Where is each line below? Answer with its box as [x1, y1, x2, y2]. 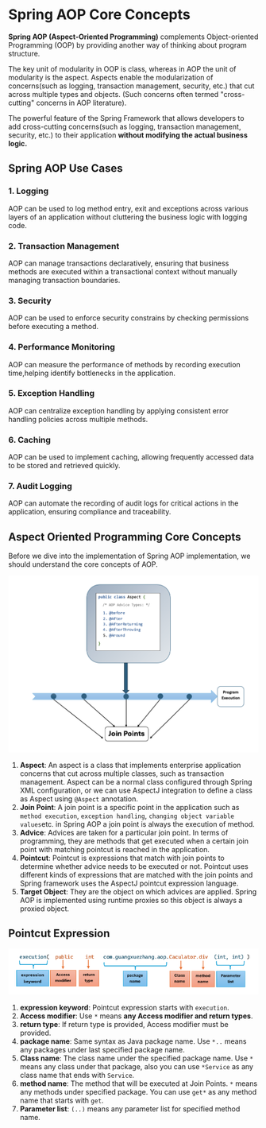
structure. [8, 48, 40, 58]
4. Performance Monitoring [8, 342, 115, 353]
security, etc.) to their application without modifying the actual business [8, 130, 248, 140]
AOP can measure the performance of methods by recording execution [8, 359, 241, 369]
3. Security [8, 295, 52, 306]
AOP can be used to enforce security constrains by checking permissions [8, 313, 249, 323]
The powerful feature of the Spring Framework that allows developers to [8, 113, 245, 122]
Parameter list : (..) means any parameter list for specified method [19, 1103, 241, 1114]
